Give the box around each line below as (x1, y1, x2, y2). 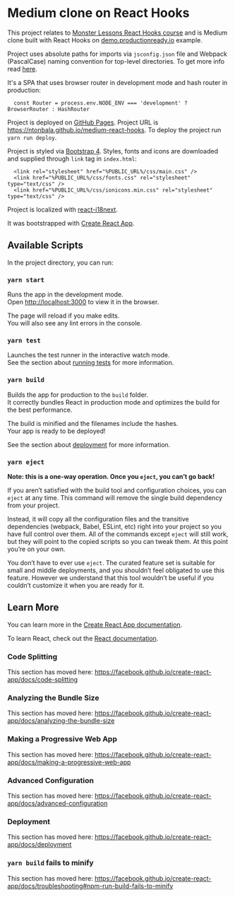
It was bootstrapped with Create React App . (7, 219, 135, 227)
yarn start (7, 276, 44, 284)
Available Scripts (7, 239, 83, 252)
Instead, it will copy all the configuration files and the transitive (7, 514, 189, 523)
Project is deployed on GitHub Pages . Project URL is (7, 118, 159, 127)
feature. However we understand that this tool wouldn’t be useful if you (7, 573, 214, 581)
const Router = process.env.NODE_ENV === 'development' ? (13, 99, 188, 107)
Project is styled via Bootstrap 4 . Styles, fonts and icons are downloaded (7, 146, 219, 155)
